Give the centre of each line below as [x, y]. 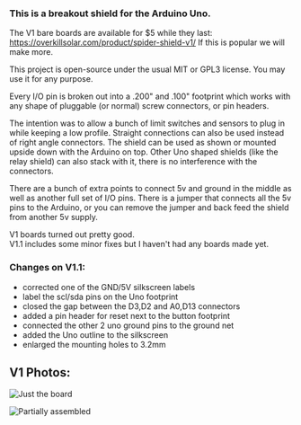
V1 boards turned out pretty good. [72, 235]
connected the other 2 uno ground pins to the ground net [128, 325]
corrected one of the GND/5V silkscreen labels [109, 287]
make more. [31, 52]
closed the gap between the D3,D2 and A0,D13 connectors [131, 306]
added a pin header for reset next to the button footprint [126, 315]
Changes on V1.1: [47, 268]
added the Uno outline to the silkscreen [95, 334]
